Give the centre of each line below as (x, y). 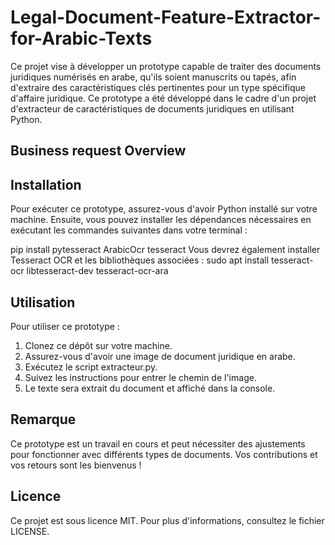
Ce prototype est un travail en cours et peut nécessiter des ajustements (158, 443)
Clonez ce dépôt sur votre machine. (98, 345)
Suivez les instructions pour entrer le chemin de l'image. (140, 377)
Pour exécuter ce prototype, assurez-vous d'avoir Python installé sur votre (164, 209)
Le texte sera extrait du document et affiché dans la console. (150, 388)
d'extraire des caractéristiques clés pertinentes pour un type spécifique (158, 87)
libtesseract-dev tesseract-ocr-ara (97, 271)
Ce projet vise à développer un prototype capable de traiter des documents (166, 66)
